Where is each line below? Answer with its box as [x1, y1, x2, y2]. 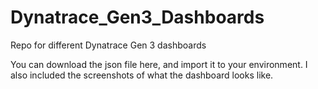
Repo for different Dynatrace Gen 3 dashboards [10, 39, 207, 51]
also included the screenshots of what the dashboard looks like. [10, 69, 274, 81]
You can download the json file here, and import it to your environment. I [10, 58, 308, 70]
